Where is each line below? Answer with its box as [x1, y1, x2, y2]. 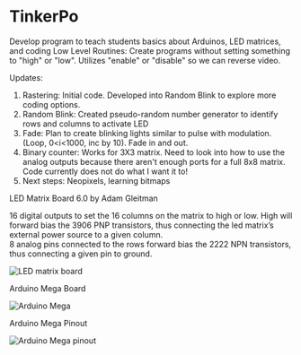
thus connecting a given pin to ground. [9, 248, 153, 259]
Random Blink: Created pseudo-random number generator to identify [22, 108, 279, 119]
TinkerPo [9, 6, 79, 27]
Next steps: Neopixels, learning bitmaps [22, 175, 171, 186]
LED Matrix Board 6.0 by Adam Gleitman [9, 193, 159, 203]
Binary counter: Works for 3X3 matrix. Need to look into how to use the [22, 146, 286, 158]
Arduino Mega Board [9, 282, 86, 293]
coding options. [22, 99, 81, 109]
